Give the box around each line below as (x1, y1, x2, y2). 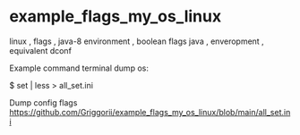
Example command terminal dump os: (9, 63, 150, 73)
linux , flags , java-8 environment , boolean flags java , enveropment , (9, 36, 264, 46)
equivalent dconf (9, 45, 72, 55)
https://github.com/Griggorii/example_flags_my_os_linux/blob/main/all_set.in (9, 106, 291, 117)
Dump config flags (9, 97, 78, 108)
